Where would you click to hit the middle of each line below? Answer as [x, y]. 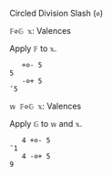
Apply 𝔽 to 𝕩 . [33, 48]
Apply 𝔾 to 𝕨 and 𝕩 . [46, 124]
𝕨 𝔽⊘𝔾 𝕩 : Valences [46, 106]
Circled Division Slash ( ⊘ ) [56, 13]
